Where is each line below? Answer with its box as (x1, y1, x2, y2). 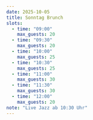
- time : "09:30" (11, 37, 53, 43)
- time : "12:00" (11, 93, 53, 99)
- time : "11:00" (11, 71, 53, 77)
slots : (6, 20, 23, 26)
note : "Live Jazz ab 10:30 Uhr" (6, 104, 88, 111)
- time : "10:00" (11, 48, 53, 55)
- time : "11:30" (11, 82, 53, 88)
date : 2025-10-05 (6, 8, 50, 15)
